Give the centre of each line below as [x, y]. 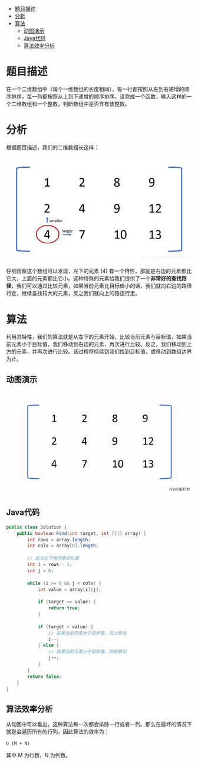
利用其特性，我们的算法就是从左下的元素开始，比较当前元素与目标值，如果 [96, 337]
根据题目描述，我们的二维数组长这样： [52, 147]
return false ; [44, 677]
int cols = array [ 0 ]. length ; [63, 546]
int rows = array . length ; [59, 540]
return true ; [64, 608]
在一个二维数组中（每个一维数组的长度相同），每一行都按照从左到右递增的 [95, 89]
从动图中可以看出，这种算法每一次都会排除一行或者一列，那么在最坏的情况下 [99, 724]
